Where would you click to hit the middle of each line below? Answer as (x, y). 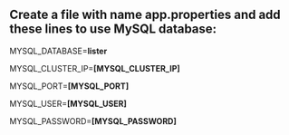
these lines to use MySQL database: (113, 29)
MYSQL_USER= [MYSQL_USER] (68, 103)
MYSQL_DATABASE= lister (58, 51)
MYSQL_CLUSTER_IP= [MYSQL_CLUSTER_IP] (95, 68)
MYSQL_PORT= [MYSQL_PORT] (69, 86)
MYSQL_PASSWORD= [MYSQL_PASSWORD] (93, 121)
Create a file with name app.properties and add (145, 15)
